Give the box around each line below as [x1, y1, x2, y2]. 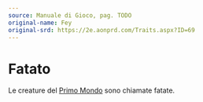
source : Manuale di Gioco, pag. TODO [8, 11, 132, 20]
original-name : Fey [8, 19, 72, 27]
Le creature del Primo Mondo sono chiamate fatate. [8, 86, 175, 95]
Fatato [8, 60, 51, 78]
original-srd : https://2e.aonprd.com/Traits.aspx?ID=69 [8, 26, 195, 34]
